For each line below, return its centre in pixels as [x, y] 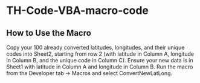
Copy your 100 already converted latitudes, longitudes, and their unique [95, 47]
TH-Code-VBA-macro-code [78, 11]
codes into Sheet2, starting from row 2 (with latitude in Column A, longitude [100, 54]
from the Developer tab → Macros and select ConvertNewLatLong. [89, 73]
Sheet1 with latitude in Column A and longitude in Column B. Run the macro [100, 67]
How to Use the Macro [49, 33]
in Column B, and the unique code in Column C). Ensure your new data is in [100, 60]
